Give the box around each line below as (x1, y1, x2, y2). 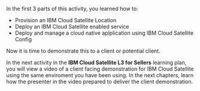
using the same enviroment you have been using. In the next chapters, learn (6, 72, 194, 78)
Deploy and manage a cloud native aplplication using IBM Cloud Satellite (14, 29, 193, 37)
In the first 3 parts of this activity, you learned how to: (6, 5, 139, 12)
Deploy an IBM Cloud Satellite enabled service (14, 23, 129, 30)
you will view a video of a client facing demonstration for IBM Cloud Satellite (6, 65, 194, 72)
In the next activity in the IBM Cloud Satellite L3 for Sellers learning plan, (6, 59, 187, 66)
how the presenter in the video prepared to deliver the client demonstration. (6, 78, 193, 85)
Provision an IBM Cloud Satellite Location (14, 17, 117, 23)
